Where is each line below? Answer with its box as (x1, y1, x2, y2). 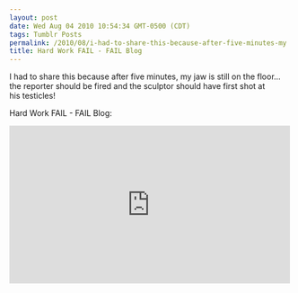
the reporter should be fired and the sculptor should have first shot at (9, 81, 266, 92)
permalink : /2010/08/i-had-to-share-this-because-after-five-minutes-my (9, 38, 287, 48)
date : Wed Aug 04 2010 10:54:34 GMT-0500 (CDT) (9, 22, 191, 31)
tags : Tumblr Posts (9, 30, 83, 39)
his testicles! (9, 91, 56, 102)
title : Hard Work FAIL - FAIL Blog (9, 47, 143, 56)
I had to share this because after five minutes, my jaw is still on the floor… (9, 71, 281, 82)
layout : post (9, 13, 58, 22)
